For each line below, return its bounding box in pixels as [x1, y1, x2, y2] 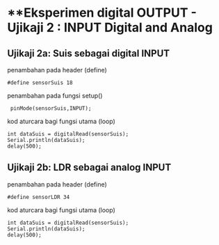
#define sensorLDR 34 [7, 193, 70, 200]
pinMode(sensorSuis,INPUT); [10, 105, 92, 112]
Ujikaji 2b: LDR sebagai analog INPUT [7, 161, 172, 173]
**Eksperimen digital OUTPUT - [7, 5, 197, 21]
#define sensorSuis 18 [7, 79, 73, 86]
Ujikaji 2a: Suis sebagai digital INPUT [7, 47, 170, 59]
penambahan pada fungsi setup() [7, 92, 103, 100]
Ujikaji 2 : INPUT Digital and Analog [7, 19, 213, 35]
